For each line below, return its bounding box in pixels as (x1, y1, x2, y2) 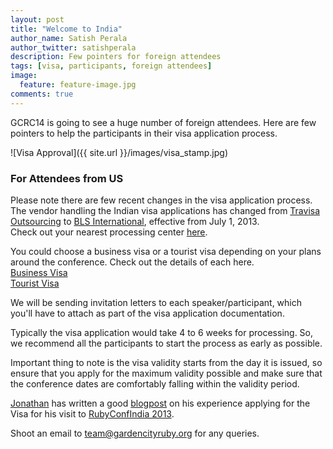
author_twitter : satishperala (10, 42, 137, 53)
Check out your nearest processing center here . (10, 226, 208, 238)
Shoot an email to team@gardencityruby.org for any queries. (10, 427, 260, 439)
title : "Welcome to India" (10, 24, 123, 34)
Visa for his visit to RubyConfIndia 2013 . (10, 407, 175, 420)
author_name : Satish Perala (10, 33, 128, 43)
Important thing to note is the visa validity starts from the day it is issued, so (10, 356, 323, 368)
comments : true (10, 89, 74, 99)
